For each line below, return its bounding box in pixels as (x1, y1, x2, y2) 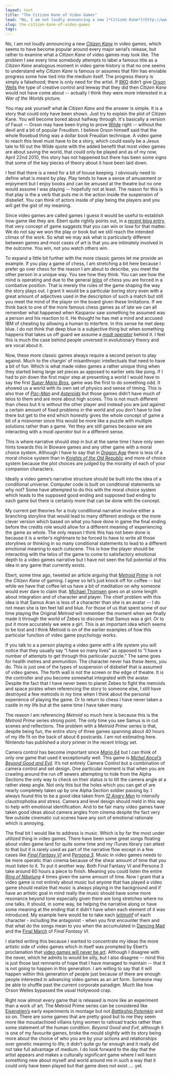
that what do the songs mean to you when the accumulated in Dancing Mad (5, 923, 165, 929)
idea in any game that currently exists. (5, 562, 86, 568)
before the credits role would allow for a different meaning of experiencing (5, 524, 162, 530)
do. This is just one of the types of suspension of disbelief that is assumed (5, 664, 162, 670)
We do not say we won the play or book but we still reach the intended (5, 229, 154, 235)
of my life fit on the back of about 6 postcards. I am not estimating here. (5, 734, 157, 740)
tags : (5, 27, 17, 32)
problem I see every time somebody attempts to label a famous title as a (5, 57, 158, 63)
